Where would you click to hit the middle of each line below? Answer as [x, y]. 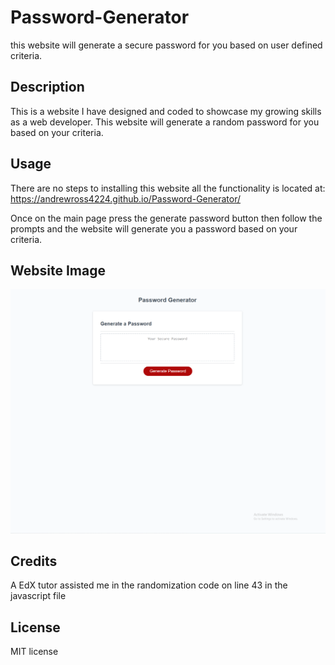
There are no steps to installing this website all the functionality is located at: [168, 188]
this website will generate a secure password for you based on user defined [166, 45]
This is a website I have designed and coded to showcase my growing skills [166, 111]
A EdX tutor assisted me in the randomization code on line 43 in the [149, 585]
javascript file [38, 596]
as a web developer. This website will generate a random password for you [165, 122]
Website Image [58, 270]
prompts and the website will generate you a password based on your [154, 228]
